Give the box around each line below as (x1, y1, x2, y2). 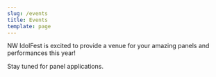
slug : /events (7, 10, 49, 17)
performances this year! (7, 49, 76, 57)
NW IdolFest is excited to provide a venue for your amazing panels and (7, 42, 210, 50)
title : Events (7, 16, 49, 23)
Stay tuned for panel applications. (7, 63, 104, 71)
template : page (7, 23, 51, 30)
